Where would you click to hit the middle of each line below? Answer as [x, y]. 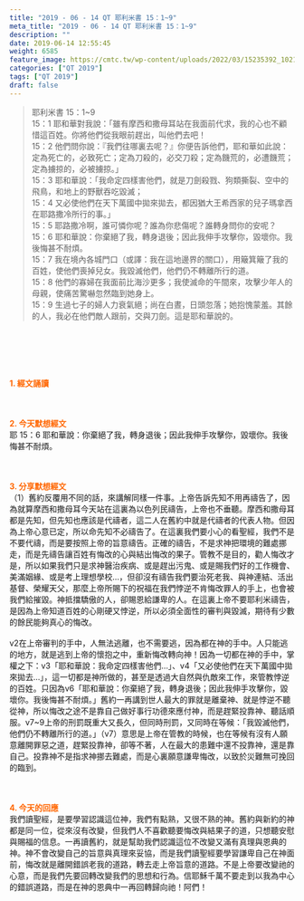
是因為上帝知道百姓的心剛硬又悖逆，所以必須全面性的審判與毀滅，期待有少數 [152, 610]
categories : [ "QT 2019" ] [56, 69]
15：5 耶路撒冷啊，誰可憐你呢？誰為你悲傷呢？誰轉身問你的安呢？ [154, 225]
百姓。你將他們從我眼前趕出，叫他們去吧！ [127, 134]
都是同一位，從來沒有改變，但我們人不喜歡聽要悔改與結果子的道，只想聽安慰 [152, 830]
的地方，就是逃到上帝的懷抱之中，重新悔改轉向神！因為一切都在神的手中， [148, 654]
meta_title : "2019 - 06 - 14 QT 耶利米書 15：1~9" [103, 26]
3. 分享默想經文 [38, 486]
